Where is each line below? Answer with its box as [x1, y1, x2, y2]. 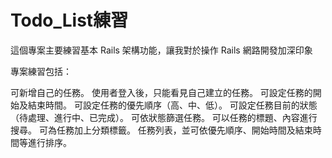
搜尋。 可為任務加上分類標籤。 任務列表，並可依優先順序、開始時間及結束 [10, 124, 313, 136]
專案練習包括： [10, 65, 72, 77]
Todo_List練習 [10, 9, 129, 32]
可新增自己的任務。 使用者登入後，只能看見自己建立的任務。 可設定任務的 [10, 86, 313, 98]
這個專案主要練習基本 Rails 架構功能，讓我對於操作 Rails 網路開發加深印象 [10, 44, 313, 56]
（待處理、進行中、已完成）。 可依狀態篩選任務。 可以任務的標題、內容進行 [10, 111, 318, 123]
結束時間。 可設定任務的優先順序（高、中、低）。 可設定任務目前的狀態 [27, 99, 318, 111]
